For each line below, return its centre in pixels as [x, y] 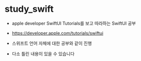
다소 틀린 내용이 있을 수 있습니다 [43, 54]
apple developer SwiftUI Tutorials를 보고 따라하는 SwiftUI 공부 [74, 23]
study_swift [29, 9]
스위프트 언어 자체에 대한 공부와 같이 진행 [52, 43]
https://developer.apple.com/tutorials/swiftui [58, 33]
